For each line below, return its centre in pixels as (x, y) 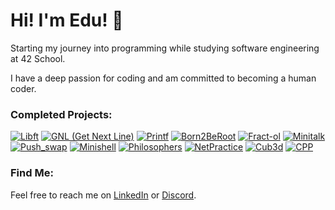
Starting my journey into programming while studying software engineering (165, 48)
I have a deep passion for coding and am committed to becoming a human (163, 78)
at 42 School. (38, 58)
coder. (23, 88)
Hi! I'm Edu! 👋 (67, 20)
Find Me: (32, 173)
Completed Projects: (61, 114)
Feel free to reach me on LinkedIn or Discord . (103, 195)
